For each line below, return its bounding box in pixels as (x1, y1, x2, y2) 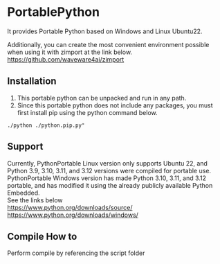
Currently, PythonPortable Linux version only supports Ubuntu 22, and (7, 159, 208, 167)
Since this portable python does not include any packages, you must (17, 101, 213, 109)
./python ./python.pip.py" (7, 122, 85, 129)
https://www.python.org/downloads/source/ (7, 203, 133, 211)
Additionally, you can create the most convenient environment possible (7, 40, 210, 49)
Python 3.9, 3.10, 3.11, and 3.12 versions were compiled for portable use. (7, 166, 212, 175)
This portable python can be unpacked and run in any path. (17, 94, 187, 102)
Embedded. (7, 188, 40, 197)
